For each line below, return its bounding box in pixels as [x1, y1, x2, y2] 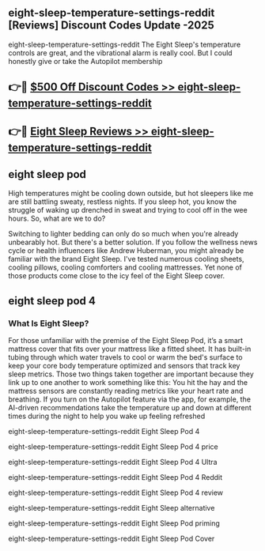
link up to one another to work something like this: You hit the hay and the [8, 378, 248, 387]
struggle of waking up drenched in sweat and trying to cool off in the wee [8, 206, 248, 215]
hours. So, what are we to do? [8, 213, 106, 224]
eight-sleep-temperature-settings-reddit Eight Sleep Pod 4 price [8, 442, 219, 451]
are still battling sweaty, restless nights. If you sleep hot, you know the [8, 197, 237, 206]
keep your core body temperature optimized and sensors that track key [8, 361, 240, 371]
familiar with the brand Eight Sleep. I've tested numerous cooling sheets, [8, 255, 244, 264]
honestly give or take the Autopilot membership [8, 56, 163, 66]
